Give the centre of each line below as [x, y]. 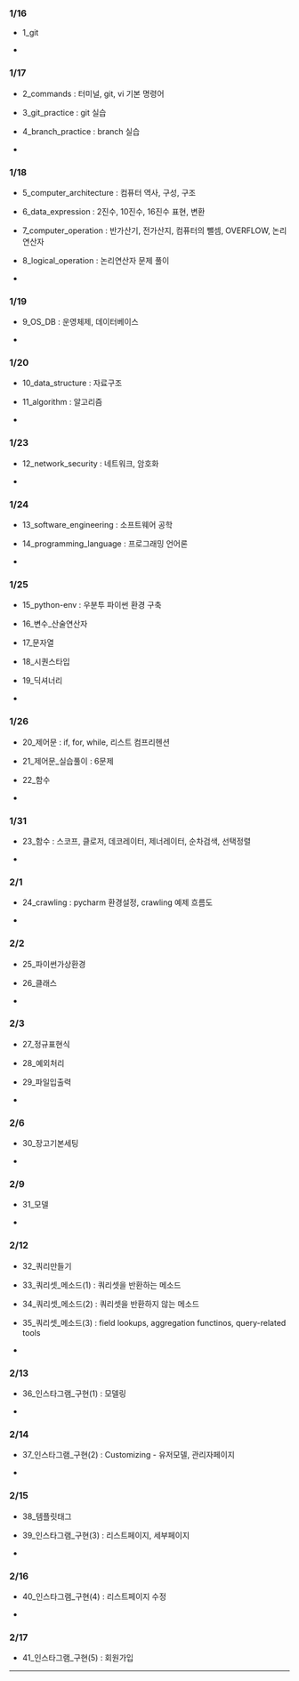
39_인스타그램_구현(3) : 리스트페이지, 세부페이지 [105, 1535]
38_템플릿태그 [47, 1516]
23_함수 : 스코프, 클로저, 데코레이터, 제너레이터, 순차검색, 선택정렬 [137, 841]
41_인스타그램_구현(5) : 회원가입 [78, 1658]
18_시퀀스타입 [46, 662]
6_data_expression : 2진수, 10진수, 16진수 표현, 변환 [113, 211]
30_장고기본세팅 [50, 1144]
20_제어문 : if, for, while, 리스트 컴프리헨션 [96, 742]
